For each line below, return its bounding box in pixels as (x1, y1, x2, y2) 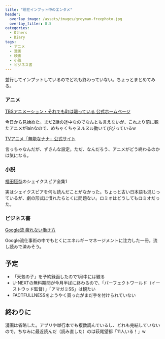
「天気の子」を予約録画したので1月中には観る (12, 273, 105, 280)
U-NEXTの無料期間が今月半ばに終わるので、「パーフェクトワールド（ (12, 280, 152, 286)
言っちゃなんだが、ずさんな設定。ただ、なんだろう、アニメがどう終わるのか (5, 146, 160, 152)
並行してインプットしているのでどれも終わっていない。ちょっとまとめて (5, 77, 152, 83)
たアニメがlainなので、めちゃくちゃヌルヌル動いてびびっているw (5, 125, 136, 131)
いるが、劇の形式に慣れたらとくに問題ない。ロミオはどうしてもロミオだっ (9, 195, 160, 201)
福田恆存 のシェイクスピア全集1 (5, 178, 67, 184)
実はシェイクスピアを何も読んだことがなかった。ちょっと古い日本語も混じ (5, 189, 156, 194)
